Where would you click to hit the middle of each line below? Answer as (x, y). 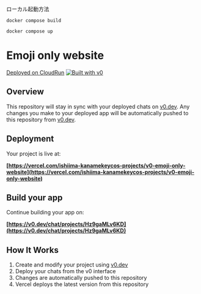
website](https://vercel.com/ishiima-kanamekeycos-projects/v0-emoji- (100, 172)
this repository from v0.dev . (41, 119)
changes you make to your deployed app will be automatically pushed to (97, 113)
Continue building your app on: (45, 213)
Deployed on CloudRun (35, 72)
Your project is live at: (34, 153)
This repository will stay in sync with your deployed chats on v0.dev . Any (98, 107)
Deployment (30, 139)
